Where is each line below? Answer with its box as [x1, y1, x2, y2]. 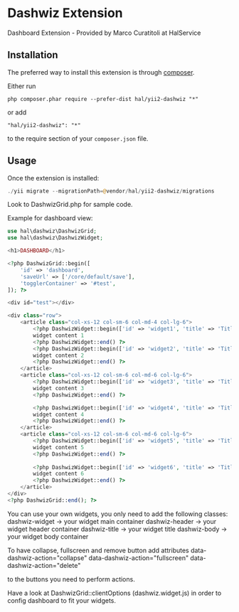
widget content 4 [33, 411, 84, 418]
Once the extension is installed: [7, 173, 100, 182]
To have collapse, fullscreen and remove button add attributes [7, 546, 190, 554]
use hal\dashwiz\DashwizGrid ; [7, 227, 97, 235]
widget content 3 [33, 385, 84, 392]
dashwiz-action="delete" [7, 561, 81, 569]
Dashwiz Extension [7, 5, 123, 21]
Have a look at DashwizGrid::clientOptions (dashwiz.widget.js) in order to [7, 589, 222, 597]
